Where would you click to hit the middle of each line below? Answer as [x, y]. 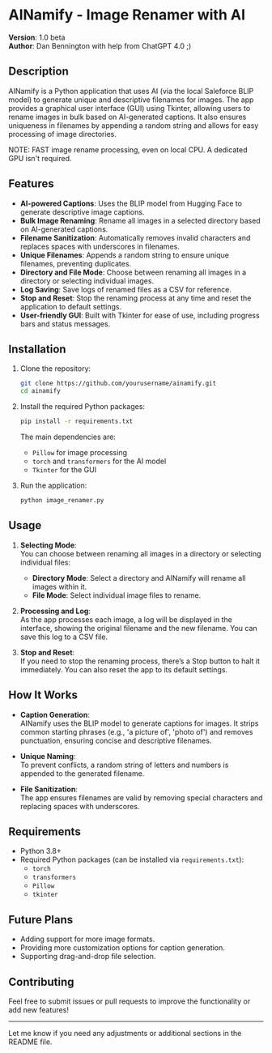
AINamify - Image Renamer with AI [127, 15]
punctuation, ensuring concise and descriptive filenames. [116, 740]
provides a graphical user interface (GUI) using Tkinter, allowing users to [130, 108]
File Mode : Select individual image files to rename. [117, 595]
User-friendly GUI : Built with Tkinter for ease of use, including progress [140, 315]
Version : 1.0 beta [37, 37]
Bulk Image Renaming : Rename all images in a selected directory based [140, 220]
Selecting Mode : [48, 545]
